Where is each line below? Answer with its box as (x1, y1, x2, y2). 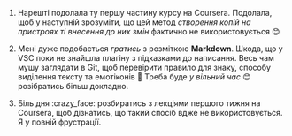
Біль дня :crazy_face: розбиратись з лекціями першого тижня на (17, 98, 261, 109)
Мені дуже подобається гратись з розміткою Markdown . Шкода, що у (17, 43, 283, 54)
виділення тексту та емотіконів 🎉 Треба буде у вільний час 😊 (17, 72, 251, 82)
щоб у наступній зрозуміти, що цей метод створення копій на (17, 17, 251, 27)
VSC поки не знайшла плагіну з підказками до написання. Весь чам (17, 53, 274, 63)
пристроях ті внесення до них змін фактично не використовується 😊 (17, 26, 280, 36)
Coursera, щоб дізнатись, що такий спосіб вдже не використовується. (17, 108, 283, 117)
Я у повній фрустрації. (17, 117, 102, 127)
